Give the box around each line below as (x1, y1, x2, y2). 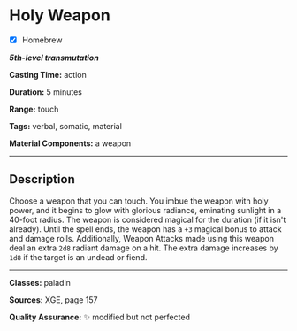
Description (9, 172, 75, 187)
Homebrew (21, 35, 63, 45)
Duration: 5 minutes (9, 87, 82, 97)
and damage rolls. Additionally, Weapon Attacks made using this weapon (9, 233, 274, 243)
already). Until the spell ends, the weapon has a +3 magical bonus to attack (9, 223, 282, 235)
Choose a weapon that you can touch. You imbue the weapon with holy (9, 196, 269, 206)
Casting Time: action (9, 70, 87, 80)
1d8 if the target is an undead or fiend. (9, 251, 148, 262)
